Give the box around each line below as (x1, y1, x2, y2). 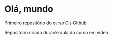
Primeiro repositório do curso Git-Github (4, 20, 87, 26)
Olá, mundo (4, 3, 53, 15)
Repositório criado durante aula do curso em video (4, 29, 109, 35)
